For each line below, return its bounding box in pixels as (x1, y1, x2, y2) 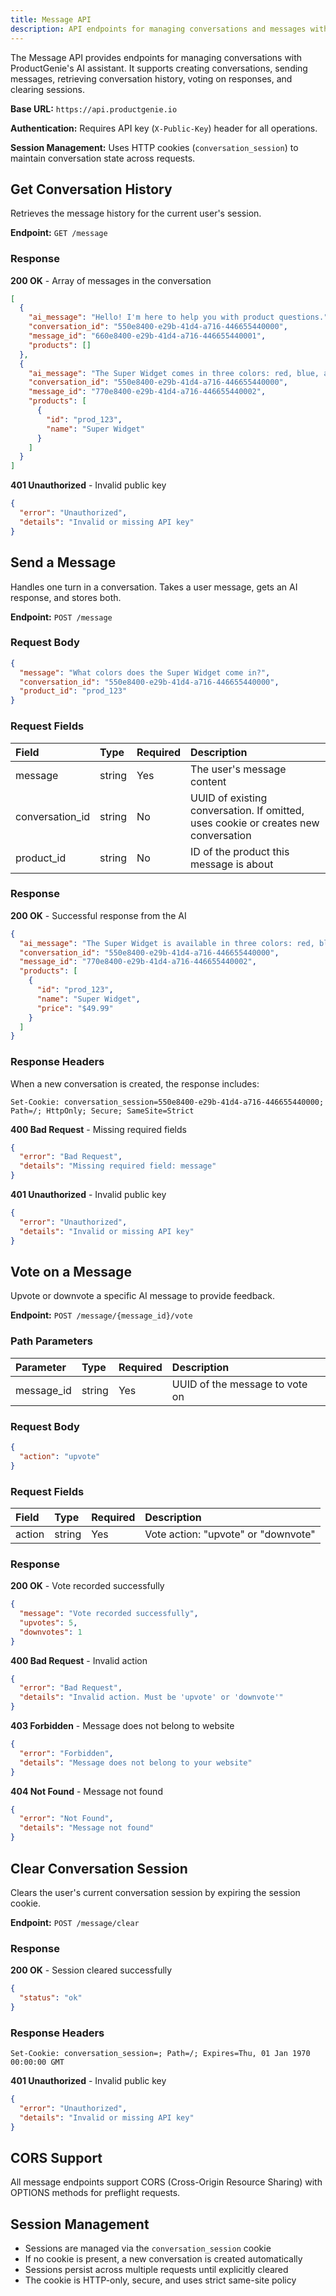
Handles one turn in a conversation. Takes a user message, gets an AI (10, 581, 298, 593)
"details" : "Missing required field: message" (19, 1161, 217, 1171)
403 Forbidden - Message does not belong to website (10, 1720, 235, 1732)
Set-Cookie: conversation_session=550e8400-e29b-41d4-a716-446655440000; (10, 1097, 325, 1107)
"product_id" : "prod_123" (19, 686, 128, 696)
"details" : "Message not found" (19, 1823, 155, 1833)
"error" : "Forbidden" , (19, 1748, 114, 1758)
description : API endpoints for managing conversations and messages (10, 24, 307, 34)
